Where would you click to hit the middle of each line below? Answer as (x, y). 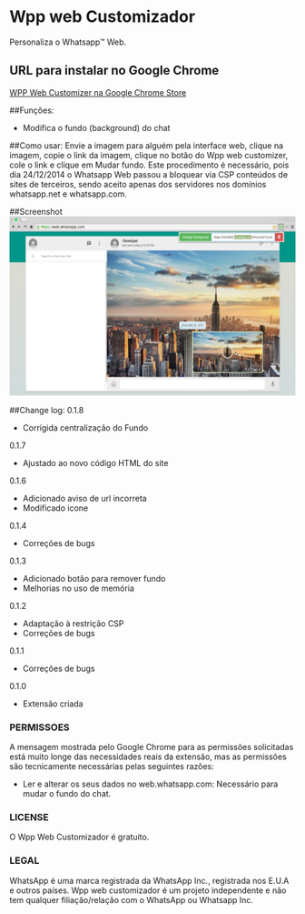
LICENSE (30, 817)
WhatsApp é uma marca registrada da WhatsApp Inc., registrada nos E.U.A (149, 880)
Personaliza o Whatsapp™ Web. (68, 42)
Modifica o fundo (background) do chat (96, 127)
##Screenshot (36, 211)
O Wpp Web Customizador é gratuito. (79, 837)
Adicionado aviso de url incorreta (84, 498)
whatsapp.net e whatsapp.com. (68, 194)
